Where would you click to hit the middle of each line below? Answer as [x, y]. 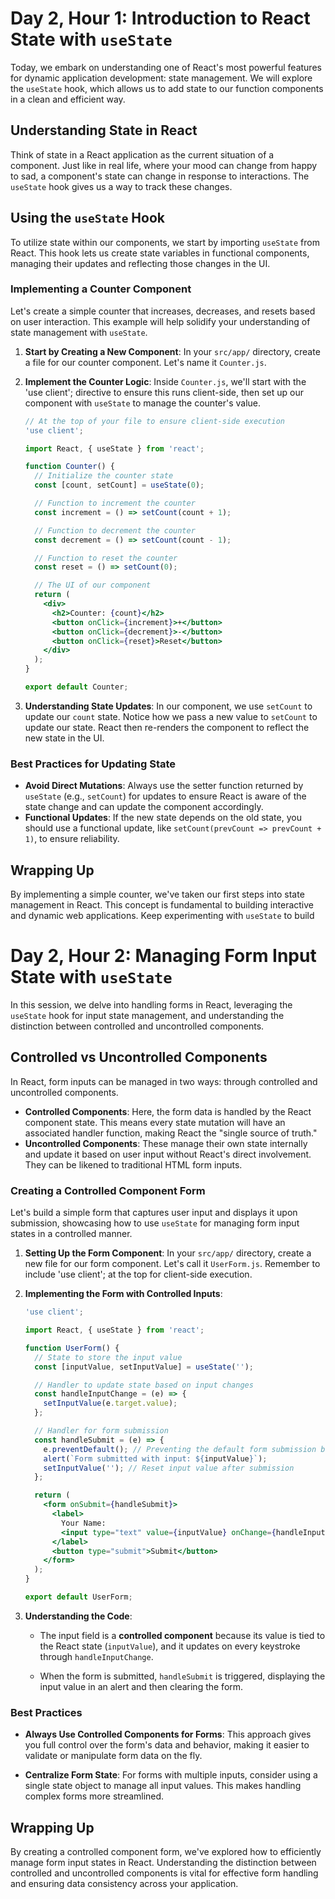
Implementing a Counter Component [101, 289]
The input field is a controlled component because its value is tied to [182, 1635]
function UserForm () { [72, 1348]
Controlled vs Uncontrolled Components [139, 1057]
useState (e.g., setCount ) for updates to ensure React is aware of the [165, 796]
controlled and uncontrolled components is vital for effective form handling [164, 1873]
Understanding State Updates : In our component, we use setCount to [168, 706]
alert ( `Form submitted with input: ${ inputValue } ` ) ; [155, 1458]
